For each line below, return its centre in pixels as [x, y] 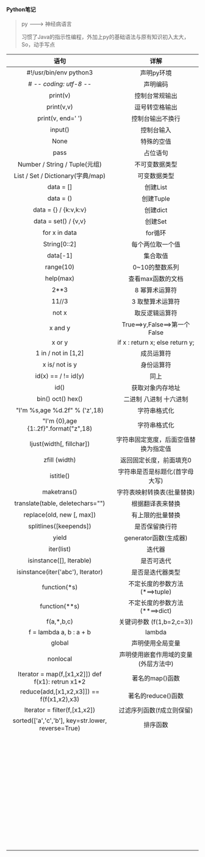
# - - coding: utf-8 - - [59, 84]
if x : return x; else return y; [156, 343]
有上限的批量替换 [156, 515]
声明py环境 [156, 73]
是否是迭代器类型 [156, 572]
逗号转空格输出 [156, 107]
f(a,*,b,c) [60, 622]
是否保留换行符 [156, 526]
